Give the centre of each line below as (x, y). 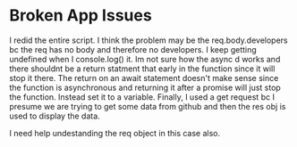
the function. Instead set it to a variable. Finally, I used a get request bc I (142, 97)
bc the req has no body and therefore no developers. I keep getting (133, 49)
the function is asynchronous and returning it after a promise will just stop (145, 87)
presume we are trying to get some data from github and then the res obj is (148, 106)
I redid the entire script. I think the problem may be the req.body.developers (148, 40)
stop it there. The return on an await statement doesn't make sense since (144, 78)
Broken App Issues (81, 16)
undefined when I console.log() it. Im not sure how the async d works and (145, 59)
